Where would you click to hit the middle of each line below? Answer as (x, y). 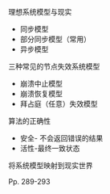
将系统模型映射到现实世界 (51, 165)
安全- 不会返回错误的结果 (61, 138)
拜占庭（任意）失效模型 (59, 104)
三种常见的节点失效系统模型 (54, 66)
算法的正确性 (29, 121)
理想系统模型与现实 (40, 12)
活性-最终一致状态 (50, 148)
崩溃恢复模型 (41, 94)
